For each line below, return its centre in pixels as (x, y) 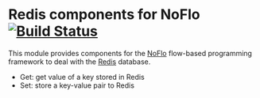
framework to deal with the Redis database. (80, 62)
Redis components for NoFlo (104, 15)
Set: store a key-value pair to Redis (77, 85)
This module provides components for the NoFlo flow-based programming (130, 53)
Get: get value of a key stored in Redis (82, 77)
